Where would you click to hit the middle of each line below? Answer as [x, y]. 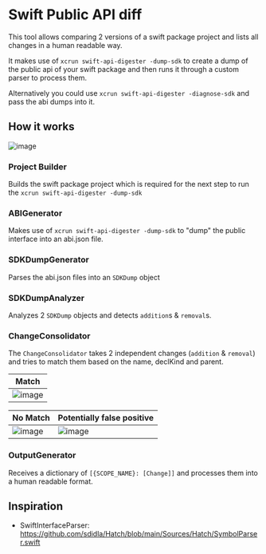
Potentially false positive [106, 418]
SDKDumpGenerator [49, 259]
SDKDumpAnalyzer [47, 298]
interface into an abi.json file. [56, 239]
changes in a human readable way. [65, 45]
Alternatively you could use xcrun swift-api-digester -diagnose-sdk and [129, 93]
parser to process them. [48, 77]
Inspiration [36, 506]
